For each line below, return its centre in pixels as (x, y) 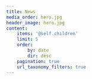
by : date (38, 50)
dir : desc (39, 56)
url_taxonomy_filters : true (51, 67)
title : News (21, 12)
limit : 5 (28, 39)
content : (17, 28)
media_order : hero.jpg (34, 17)
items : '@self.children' (47, 34)
